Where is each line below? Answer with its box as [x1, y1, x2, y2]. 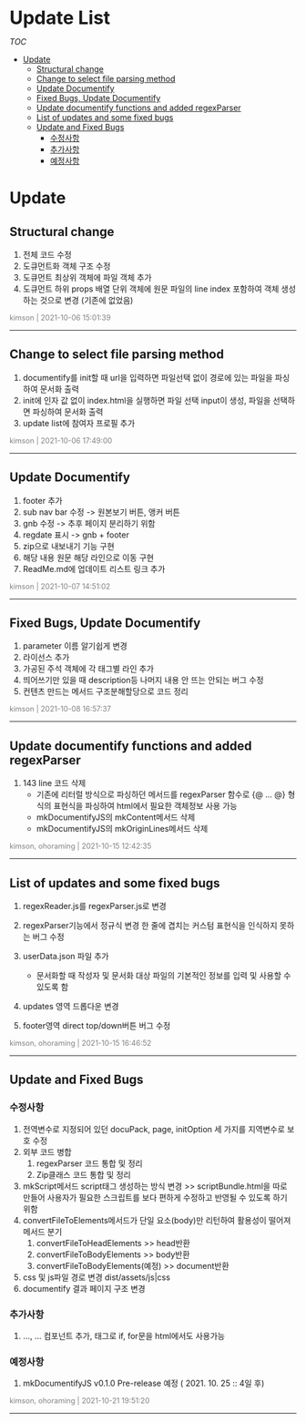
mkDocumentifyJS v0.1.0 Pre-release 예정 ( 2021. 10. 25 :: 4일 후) [22, 1377, 265, 1389]
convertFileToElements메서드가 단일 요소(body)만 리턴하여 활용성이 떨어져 [22, 1214, 291, 1225]
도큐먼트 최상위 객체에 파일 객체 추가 [22, 272, 152, 282]
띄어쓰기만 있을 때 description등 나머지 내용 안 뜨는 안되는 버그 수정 [22, 675, 264, 686]
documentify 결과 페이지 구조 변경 [22, 1283, 146, 1294]
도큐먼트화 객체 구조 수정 [22, 261, 111, 271]
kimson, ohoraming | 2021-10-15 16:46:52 [9, 1039, 152, 1049]
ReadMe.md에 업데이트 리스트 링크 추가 [22, 563, 166, 574]
